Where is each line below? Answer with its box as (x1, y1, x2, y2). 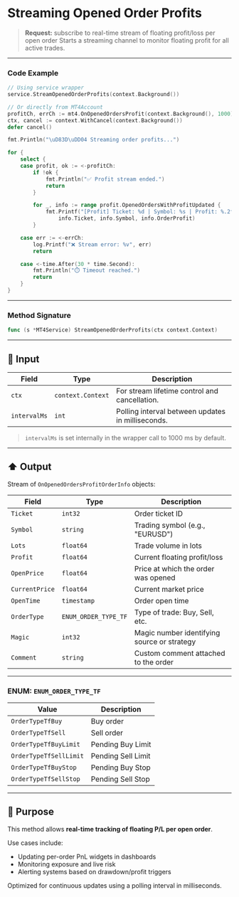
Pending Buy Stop (90, 763, 151, 773)
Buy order (90, 716, 124, 726)
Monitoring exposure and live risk (17, 859, 116, 869)
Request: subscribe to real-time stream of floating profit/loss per (24, 28, 216, 37)
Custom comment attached (134, 648, 225, 658)
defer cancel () (7, 123, 53, 131)
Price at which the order (134, 563, 215, 573)
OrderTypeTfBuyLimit (11, 741, 80, 748)
